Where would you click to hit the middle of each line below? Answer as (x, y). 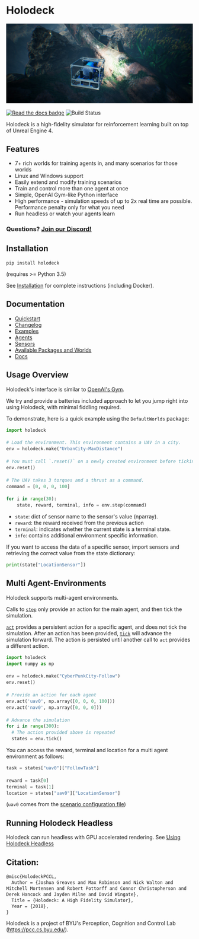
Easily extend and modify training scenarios (68, 182)
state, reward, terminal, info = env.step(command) (82, 505)
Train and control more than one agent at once (71, 189)
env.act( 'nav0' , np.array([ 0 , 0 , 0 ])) (54, 707)
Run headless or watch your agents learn (65, 214)
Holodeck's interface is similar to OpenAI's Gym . (65, 389)
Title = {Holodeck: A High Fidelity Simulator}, (73, 900)
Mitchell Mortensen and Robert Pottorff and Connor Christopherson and (96, 889)
